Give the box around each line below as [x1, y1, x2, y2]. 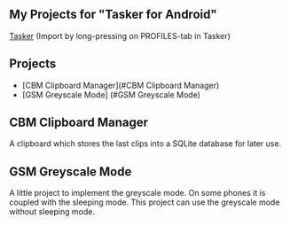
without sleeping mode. [9, 207, 96, 217]
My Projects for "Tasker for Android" [9, 7, 217, 22]
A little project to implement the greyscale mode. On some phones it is [9, 188, 266, 199]
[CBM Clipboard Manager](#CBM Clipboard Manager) [21, 80, 220, 90]
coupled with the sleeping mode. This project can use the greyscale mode [9, 197, 280, 207]
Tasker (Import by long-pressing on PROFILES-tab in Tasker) [9, 30, 231, 41]
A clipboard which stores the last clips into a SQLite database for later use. [9, 138, 282, 149]
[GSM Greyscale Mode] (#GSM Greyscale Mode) [21, 89, 201, 100]
